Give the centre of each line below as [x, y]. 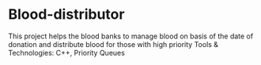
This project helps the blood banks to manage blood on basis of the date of [131, 36]
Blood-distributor [66, 14]
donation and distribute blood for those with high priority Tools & [113, 44]
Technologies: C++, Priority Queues [66, 52]
